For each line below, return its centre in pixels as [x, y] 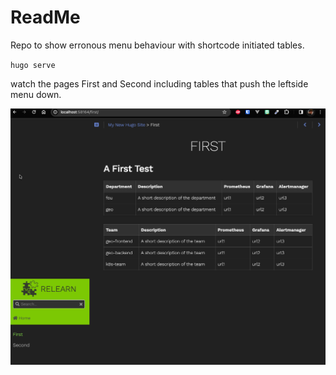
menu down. [36, 94]
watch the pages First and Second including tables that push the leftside [159, 83]
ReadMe [45, 17]
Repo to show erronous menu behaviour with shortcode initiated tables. [157, 45]
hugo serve [33, 65]
